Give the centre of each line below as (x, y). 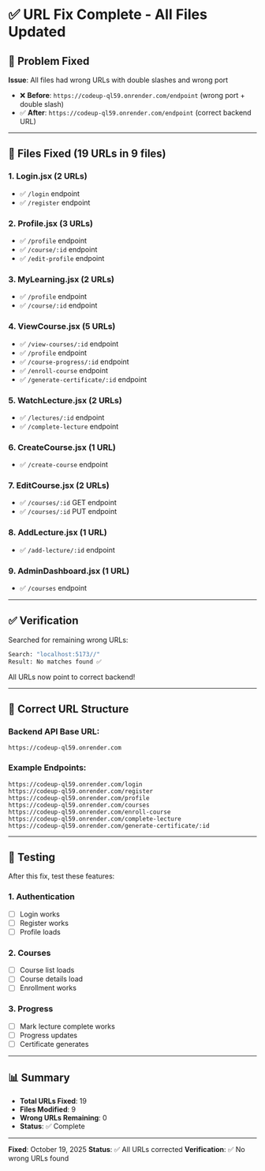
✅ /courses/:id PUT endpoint (68, 512)
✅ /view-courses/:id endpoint (69, 344)
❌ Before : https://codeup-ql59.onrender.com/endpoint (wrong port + (132, 95)
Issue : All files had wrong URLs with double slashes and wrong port (118, 80)
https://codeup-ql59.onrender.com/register (81, 791)
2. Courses (30, 953)
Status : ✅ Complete (52, 1126)
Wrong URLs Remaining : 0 (63, 1117)
